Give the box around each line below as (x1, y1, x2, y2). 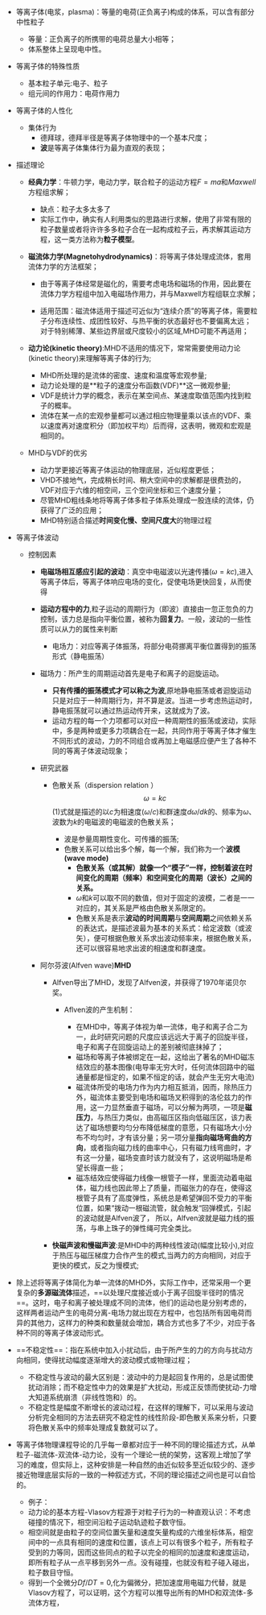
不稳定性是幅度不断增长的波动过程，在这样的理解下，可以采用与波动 (27, 1402, 254, 1412)
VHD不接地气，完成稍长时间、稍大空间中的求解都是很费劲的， (39, 475, 246, 485)
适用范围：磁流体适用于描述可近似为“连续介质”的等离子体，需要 (39, 306, 251, 316)
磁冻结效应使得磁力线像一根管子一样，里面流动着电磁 (76, 1173, 252, 1182)
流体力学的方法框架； (27, 262, 99, 271)
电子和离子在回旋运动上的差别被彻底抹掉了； (76, 1042, 224, 1051)
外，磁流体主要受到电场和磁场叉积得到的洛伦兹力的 (76, 1092, 245, 1102)
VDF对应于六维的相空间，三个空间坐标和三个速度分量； (39, 486, 223, 495)
